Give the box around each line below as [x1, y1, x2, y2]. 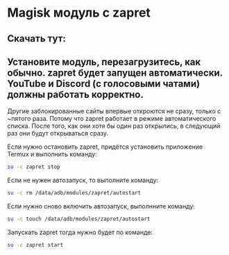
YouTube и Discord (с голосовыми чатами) [7, 78, 200, 90]
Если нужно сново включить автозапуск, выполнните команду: [7, 202, 196, 211]
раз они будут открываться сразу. [7, 129, 109, 138]
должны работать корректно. [7, 88, 144, 100]
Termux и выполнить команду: [7, 150, 97, 158]
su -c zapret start [7, 242, 64, 249]
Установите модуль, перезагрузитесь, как [7, 56, 201, 67]
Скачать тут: [7, 33, 66, 44]
